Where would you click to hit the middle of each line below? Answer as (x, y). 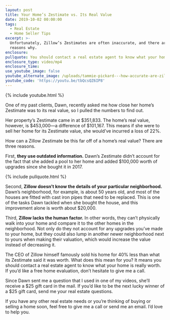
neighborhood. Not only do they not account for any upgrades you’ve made (84, 228)
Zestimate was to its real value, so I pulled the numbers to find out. (75, 110)
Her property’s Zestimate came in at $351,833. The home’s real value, (78, 120)
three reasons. (20, 146)
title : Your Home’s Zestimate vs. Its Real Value (59, 15)
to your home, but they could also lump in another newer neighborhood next (85, 234)
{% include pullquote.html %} (36, 176)
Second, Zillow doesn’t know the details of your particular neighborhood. (84, 186)
